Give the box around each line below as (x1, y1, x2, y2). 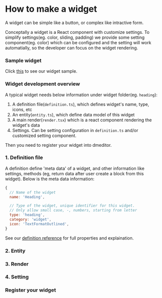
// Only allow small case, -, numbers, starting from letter (9, 208, 137, 213)
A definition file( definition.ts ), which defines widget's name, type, (12, 101, 150, 107)
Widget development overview (5, 81, 80, 87)
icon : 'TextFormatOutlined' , (9, 221, 69, 226)
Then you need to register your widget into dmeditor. (5, 142, 112, 148)
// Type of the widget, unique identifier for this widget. (9, 203, 135, 208)
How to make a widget (5, 3, 97, 15)
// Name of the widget (9, 190, 56, 195)
